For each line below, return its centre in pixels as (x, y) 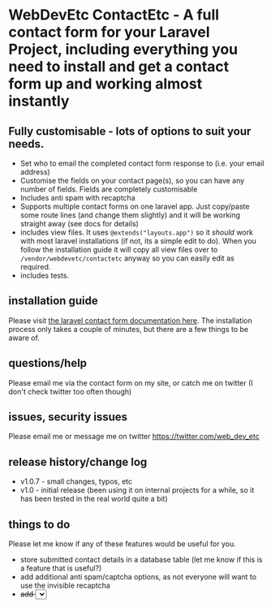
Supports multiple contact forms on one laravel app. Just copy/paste (135, 206)
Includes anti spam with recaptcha (77, 198)
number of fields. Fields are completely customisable (109, 189)
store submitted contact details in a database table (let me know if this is (141, 560)
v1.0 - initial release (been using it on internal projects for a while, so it (137, 490)
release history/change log (78, 461)
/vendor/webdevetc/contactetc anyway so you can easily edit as (127, 258)
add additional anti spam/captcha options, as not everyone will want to (138, 577)
